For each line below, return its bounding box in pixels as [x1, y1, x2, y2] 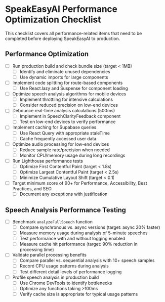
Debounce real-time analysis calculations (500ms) [12, 108, 115, 114]
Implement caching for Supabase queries [12, 125, 97, 130]
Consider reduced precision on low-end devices [19, 102, 118, 108]
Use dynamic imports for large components [19, 74, 109, 80]
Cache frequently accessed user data [19, 135, 97, 141]
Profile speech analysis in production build [12, 274, 99, 280]
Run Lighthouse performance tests [12, 158, 83, 164]
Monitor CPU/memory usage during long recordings [19, 152, 125, 158]
